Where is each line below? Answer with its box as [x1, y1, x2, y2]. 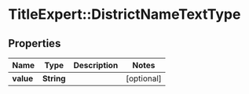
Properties [8, 37, 61, 50]
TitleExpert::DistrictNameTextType [8, 5, 241, 23]
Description [73, 60, 119, 70]
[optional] [125, 73, 163, 84]
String [42, 73, 66, 84]
